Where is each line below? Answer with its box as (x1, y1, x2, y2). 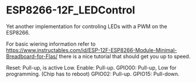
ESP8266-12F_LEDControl (6, 4, 136, 17)
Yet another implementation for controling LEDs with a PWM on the (6, 23, 168, 30)
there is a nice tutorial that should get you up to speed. (59, 53, 191, 60)
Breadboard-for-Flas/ (6, 53, 58, 60)
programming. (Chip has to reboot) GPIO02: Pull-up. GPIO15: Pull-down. (6, 70, 180, 77)
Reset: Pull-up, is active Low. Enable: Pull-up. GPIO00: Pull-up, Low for (6, 64, 177, 71)
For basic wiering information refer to (6, 40, 96, 47)
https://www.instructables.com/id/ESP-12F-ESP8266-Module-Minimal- (6, 46, 177, 53)
